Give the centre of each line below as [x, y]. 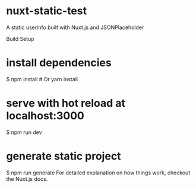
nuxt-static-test [47, 11]
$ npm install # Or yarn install [42, 79]
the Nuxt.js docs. [27, 179]
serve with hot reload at [66, 103]
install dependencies [59, 63]
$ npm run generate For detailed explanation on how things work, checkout [98, 173]
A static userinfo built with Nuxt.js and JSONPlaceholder [75, 27]
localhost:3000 [45, 116]
